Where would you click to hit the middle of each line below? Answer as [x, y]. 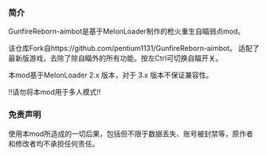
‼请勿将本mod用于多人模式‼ [55, 92]
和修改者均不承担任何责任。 [54, 143]
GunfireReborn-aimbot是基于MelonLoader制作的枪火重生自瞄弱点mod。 [127, 31]
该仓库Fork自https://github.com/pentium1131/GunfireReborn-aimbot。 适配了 [134, 49]
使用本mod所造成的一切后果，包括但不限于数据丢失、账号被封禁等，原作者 [131, 134]
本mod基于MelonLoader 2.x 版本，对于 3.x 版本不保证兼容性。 [111, 75]
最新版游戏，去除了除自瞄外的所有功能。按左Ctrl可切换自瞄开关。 [116, 58]
